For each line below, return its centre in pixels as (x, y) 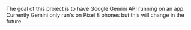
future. (14, 21)
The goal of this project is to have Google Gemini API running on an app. (95, 9)
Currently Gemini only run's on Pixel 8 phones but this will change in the (95, 15)
